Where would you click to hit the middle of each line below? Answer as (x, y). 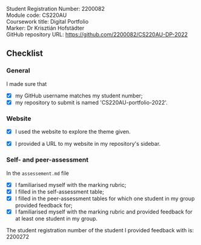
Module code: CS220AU (37, 15)
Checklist (25, 54)
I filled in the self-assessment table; (59, 191)
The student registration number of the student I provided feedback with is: (100, 230)
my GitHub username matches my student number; (79, 96)
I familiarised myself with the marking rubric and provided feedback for (104, 212)
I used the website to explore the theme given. (73, 132)
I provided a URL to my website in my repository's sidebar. (88, 144)
